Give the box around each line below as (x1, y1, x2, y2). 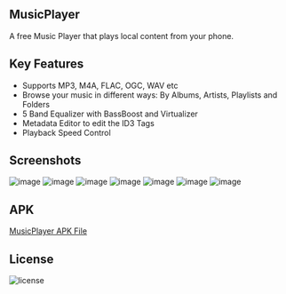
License (9, 251, 54, 266)
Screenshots (9, 153, 82, 168)
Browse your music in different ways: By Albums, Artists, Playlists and (21, 89, 278, 100)
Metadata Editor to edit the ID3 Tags (21, 117, 155, 128)
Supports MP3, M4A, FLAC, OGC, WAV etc (21, 80, 179, 91)
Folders (21, 99, 51, 109)
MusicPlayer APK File (9, 226, 87, 236)
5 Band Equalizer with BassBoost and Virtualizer (21, 108, 198, 119)
